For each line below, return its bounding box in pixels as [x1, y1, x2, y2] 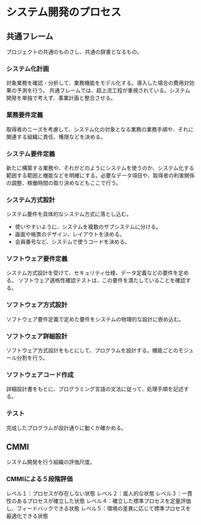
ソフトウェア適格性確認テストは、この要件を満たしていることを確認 [17, 277, 186, 284]
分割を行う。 [16, 354, 48, 361]
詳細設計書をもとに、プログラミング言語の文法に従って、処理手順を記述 [6, 385, 184, 393]
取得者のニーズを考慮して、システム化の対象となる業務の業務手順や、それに [6, 125, 194, 132]
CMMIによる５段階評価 [6, 475, 73, 483]
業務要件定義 [6, 111, 44, 119]
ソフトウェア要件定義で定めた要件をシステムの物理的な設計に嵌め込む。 [6, 315, 184, 322]
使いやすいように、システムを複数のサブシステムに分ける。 [14, 223, 162, 231]
